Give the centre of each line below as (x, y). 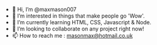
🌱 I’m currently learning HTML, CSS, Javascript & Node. (82, 22)
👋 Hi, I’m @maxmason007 (44, 9)
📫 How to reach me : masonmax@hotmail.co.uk (72, 36)
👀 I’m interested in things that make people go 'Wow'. (78, 16)
